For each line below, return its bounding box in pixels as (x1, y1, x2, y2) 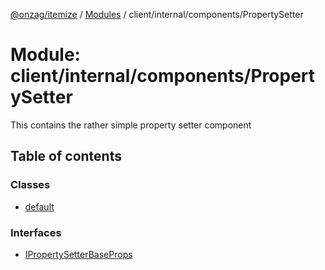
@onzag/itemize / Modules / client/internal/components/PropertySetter (10, 9, 304, 20)
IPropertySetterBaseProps (24, 248, 133, 260)
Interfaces (10, 225, 62, 239)
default (24, 200, 55, 213)
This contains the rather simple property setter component (10, 119, 252, 131)
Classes (10, 178, 51, 192)
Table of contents (10, 148, 122, 165)
